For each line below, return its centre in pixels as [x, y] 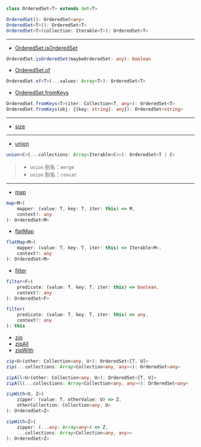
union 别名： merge [52, 167]
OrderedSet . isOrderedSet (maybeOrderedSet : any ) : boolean [79, 59]
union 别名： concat [53, 174]
